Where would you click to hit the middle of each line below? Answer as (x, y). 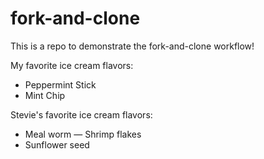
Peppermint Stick (60, 84)
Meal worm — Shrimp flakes (83, 134)
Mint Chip (45, 95)
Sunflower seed (57, 144)
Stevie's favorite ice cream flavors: (81, 114)
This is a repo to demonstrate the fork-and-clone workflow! (132, 46)
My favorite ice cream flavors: (72, 65)
